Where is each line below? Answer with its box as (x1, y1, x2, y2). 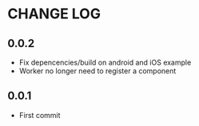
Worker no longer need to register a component (18, 66, 177, 76)
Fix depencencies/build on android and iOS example (18, 57, 192, 67)
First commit (18, 110, 61, 120)
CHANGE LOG (7, 5, 101, 23)
